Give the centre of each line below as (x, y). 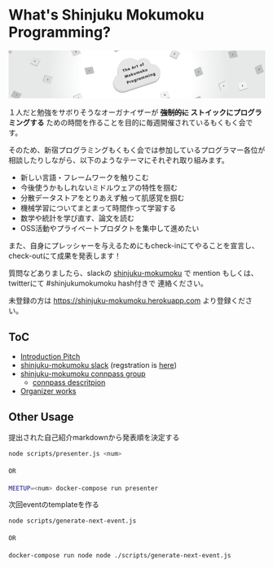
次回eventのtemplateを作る (54, 505)
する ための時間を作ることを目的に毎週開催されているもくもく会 (138, 123)
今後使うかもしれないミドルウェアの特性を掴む (99, 188)
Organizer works (48, 391)
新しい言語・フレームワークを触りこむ (84, 177)
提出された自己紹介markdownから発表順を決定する (94, 438)
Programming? (60, 32)
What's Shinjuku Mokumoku (107, 15)
